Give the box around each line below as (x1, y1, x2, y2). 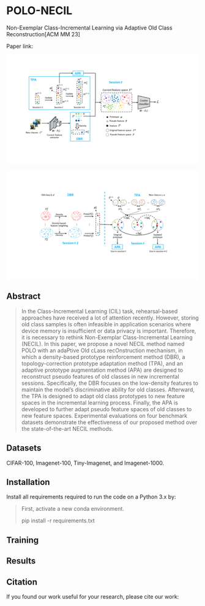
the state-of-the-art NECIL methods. (21, 425, 114, 432)
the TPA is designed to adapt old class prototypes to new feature (21, 392, 185, 399)
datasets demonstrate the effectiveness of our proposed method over (21, 419, 198, 426)
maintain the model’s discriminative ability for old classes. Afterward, (21, 385, 195, 393)
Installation (6, 477, 50, 487)
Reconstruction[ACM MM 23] (6, 30, 81, 37)
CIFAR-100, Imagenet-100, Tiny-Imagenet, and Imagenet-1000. (6, 459, 165, 466)
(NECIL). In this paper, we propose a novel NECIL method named (21, 340, 185, 347)
